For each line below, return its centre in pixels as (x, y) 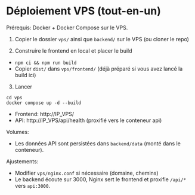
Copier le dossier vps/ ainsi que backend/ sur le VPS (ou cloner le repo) (102, 39)
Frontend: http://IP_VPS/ (44, 114)
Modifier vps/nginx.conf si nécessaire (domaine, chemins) (87, 173)
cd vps (14, 97)
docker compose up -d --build (44, 103)
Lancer (24, 86)
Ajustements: (22, 161)
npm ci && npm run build (46, 63)
